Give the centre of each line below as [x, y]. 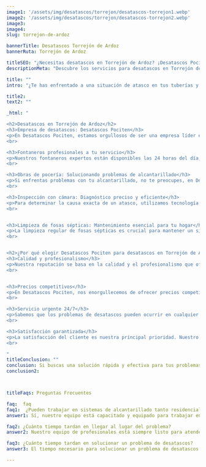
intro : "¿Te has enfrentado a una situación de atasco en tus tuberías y [103, 85]
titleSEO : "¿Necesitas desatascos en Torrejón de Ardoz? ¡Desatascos [97, 63]
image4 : [16, 29]
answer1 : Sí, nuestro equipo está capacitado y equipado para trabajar [100, 415]
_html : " [17, 113]
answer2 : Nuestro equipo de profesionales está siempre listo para [94, 432]
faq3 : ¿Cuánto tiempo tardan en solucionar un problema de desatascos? [100, 443]
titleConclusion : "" [33, 360]
